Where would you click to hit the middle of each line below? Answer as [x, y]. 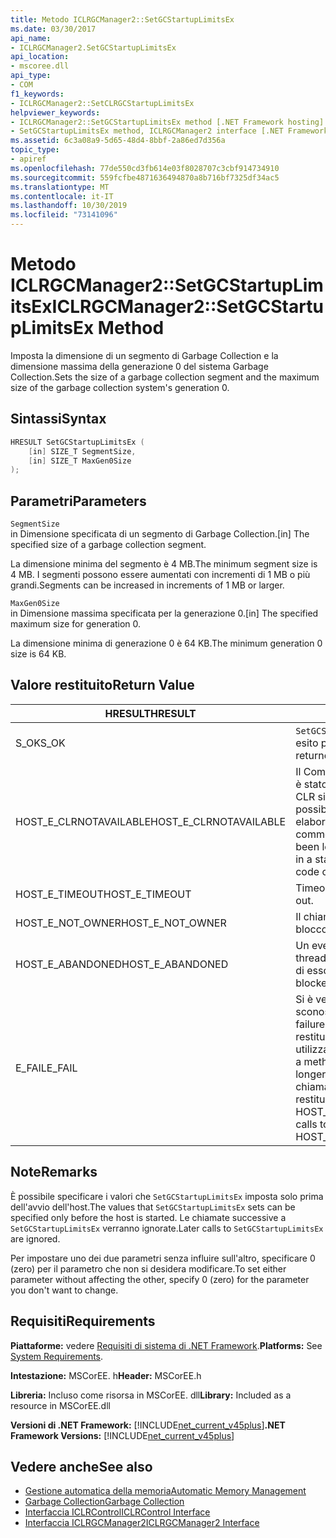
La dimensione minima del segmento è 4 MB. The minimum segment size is [164, 564]
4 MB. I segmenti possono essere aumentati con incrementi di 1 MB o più [160, 575]
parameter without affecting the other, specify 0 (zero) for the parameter [160, 1279]
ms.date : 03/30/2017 [53, 29]
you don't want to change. [64, 1290]
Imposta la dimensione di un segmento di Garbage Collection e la [144, 355]
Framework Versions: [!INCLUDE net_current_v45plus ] [122, 1435]
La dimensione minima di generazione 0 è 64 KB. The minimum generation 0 [166, 643]
